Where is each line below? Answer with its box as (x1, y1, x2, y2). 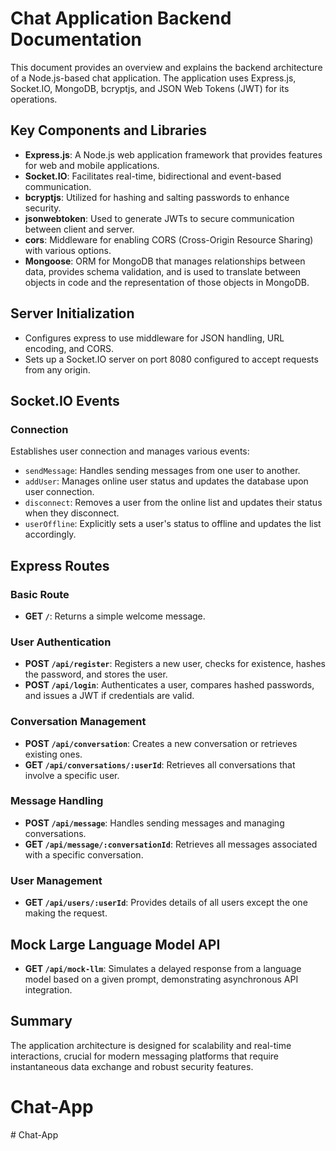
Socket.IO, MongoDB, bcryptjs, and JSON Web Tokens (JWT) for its (10, 82, 290, 94)
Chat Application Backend (10, 7, 232, 30)
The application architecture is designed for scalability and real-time (10, 1039, 292, 1051)
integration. (24, 983, 73, 996)
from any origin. (24, 363, 91, 376)
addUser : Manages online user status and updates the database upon (24, 475, 309, 487)
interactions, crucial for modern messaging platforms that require (10, 1050, 280, 1062)
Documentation (10, 28, 143, 51)
